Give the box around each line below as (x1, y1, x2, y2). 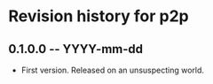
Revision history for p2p (8, 6, 189, 27)
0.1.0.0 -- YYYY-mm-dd (8, 42, 144, 57)
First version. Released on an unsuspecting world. (20, 65, 205, 75)
